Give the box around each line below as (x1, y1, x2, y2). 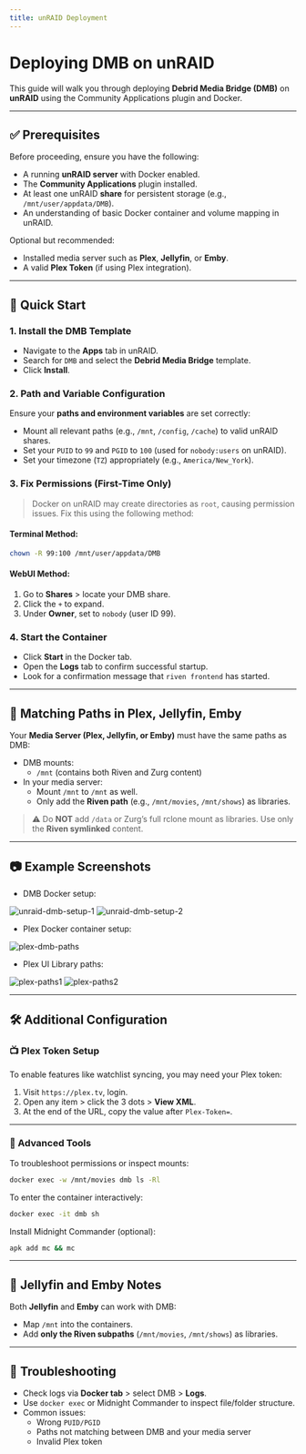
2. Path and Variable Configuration (9, 387, 166, 400)
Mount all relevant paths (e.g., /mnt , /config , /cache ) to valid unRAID (22, 425, 279, 437)
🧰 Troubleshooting (9, 1363, 117, 1379)
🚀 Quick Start (9, 297, 87, 312)
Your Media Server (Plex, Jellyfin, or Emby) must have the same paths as (9, 730, 287, 741)
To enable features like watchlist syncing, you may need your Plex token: (9, 1069, 282, 1080)
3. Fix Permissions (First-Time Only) (9, 477, 172, 490)
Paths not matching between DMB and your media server (36, 1427, 252, 1438)
